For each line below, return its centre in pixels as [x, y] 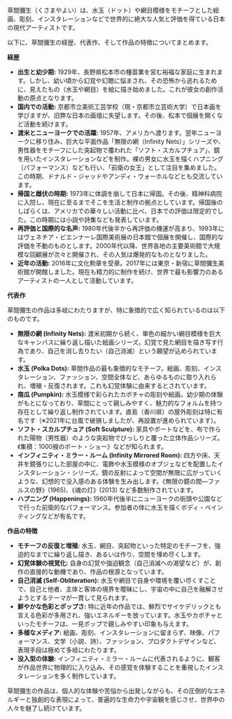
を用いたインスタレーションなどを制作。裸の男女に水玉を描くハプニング [120, 159]
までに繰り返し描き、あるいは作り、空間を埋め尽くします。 [120, 554]
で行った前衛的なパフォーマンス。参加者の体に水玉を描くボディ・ [111, 507]
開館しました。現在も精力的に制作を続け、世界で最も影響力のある [130, 272]
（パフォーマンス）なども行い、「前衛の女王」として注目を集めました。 [119, 168]
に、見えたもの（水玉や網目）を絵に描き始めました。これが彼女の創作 [117, 89]
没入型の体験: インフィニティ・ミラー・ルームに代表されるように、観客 [119, 659]
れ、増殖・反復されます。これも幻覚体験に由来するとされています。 [114, 386]
